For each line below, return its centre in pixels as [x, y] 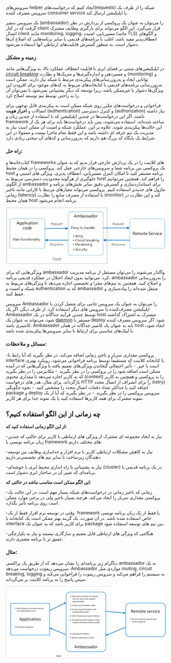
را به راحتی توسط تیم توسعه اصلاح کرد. [43, 96]
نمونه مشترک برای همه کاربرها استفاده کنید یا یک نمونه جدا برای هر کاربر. [75, 398]
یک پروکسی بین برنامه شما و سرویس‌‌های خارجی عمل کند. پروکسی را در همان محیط [85, 168]
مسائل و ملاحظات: [26, 344]
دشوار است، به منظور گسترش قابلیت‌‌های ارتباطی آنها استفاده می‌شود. [72, 44]
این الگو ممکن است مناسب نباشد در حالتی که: [49, 482]
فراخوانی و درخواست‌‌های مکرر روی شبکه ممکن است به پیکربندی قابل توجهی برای [83, 105]
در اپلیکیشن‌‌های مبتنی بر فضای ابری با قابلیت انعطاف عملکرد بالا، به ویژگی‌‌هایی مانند [85, 69]
